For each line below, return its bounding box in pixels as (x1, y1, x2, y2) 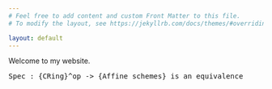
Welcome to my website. (8, 56, 91, 66)
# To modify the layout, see (8, 19, 107, 28)
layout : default (8, 34, 63, 42)
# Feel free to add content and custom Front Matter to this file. (8, 11, 241, 20)
